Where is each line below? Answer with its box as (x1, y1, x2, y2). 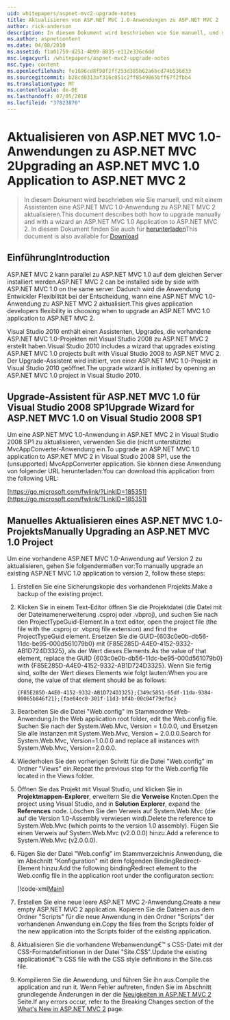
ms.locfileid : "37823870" (7, 100, 81, 106)
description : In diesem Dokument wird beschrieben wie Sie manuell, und (7, 29, 219, 36)
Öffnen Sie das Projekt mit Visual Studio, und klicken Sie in (16, 785, 183, 793)
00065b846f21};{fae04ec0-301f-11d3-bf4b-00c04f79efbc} (16, 695, 177, 703)
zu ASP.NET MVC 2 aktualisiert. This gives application (42, 299, 193, 308)
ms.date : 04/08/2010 (7, 42, 66, 49)
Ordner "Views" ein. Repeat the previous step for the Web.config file (16, 764, 209, 773)
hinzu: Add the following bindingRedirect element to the (41, 864, 197, 872)
